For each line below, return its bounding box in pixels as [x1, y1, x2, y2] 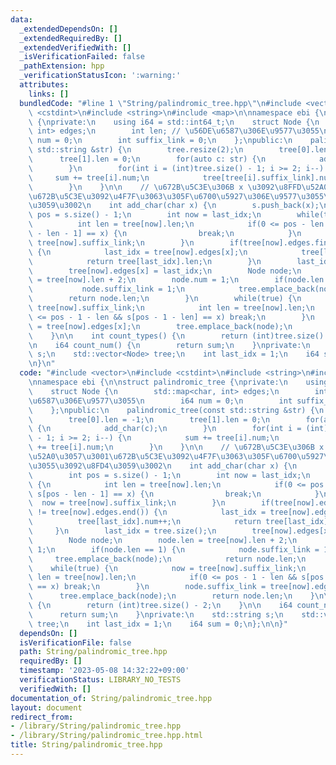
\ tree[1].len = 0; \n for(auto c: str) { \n [28, 154, 267, 164]
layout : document [10, 702, 83, 713]
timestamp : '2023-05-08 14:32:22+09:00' [19, 666, 190, 676]
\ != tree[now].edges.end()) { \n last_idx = [28, 507, 267, 518]
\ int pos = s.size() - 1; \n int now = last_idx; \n [28, 470, 311, 480]
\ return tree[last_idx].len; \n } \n [28, 256, 262, 266]
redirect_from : [10, 712, 74, 722]
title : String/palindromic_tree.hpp [10, 740, 163, 750]
